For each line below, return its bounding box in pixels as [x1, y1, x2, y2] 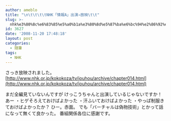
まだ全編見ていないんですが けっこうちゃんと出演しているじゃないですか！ [5, 91, 162, 98]
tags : [5, 50, 17, 55]
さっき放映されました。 [5, 69, 54, 76]
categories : [5, 41, 31, 46]
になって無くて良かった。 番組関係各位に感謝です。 [5, 110, 113, 116]
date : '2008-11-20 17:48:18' [5, 31, 67, 36]
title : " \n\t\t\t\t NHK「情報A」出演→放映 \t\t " [5, 12, 100, 17]
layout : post [5, 36, 33, 41]
